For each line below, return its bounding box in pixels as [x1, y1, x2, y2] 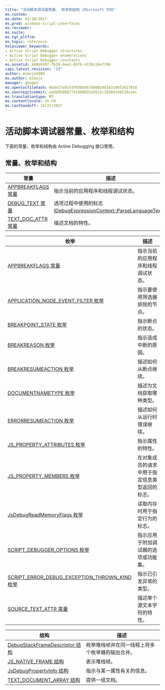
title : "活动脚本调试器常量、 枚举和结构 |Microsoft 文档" [5, 7, 116, 12]
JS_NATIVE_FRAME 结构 [7, 658, 64, 665]
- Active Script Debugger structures [5, 48, 82, 53]
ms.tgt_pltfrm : [5, 35, 36, 40]
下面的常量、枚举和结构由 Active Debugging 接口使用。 [5, 143, 117, 149]
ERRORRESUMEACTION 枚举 [7, 417, 75, 424]
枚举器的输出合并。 [90, 649, 136, 656]
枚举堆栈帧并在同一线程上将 [85, 641, 150, 648]
